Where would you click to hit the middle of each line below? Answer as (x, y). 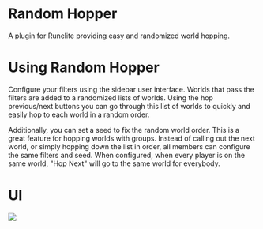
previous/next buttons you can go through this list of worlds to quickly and (129, 106)
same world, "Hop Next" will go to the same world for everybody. (114, 163)
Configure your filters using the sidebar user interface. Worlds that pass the (131, 89)
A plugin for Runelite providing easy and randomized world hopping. (119, 36)
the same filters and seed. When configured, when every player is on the (127, 155)
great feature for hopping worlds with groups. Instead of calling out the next (131, 138)
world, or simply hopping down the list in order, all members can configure (129, 146)
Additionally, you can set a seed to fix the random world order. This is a (124, 130)
